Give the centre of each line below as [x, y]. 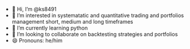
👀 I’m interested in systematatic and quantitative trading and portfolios [98, 15]
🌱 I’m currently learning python [50, 28]
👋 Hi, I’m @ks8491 [34, 9]
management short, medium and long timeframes [72, 22]
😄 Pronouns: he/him [37, 40]
